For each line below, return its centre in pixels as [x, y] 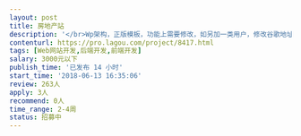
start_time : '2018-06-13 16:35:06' [76, 76]
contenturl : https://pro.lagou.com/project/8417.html [112, 42]
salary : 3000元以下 [43, 59]
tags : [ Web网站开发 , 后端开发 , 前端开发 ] [75, 51]
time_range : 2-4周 [43, 109]
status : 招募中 [35, 117]
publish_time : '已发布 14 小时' [66, 68]
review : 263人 [35, 84]
